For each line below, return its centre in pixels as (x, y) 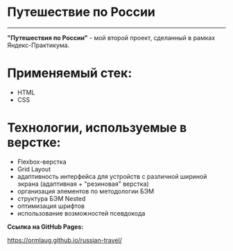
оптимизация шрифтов (51, 206)
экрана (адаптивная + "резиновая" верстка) (83, 184)
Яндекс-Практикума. (38, 45)
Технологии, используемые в (97, 128)
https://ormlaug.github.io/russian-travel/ (65, 240)
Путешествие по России (81, 12)
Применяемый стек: (70, 73)
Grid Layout (34, 169)
